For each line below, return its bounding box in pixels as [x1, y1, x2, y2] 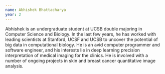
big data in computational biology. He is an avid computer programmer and [5, 41, 160, 47]
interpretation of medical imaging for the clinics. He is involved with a [5, 52, 148, 58]
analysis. [5, 63, 24, 69]
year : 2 [5, 12, 22, 17]
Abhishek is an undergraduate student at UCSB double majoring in [5, 25, 142, 31]
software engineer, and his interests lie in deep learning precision [5, 47, 140, 53]
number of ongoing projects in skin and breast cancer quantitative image [5, 57, 156, 63]
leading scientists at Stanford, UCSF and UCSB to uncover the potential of [5, 36, 158, 42]
